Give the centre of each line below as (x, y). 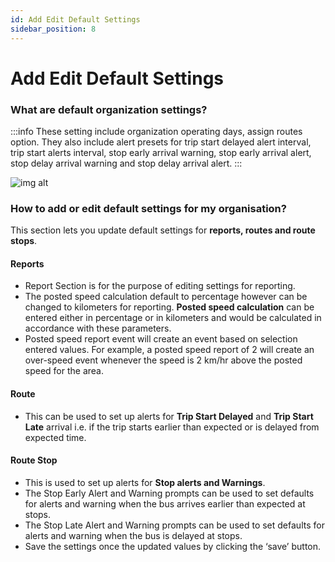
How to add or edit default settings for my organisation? (148, 208)
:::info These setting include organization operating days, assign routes (156, 131)
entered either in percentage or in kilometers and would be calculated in (173, 318)
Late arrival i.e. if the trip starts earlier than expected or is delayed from (172, 427)
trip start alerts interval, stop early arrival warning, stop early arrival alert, (161, 152)
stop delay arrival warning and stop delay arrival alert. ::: (126, 163)
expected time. (55, 437)
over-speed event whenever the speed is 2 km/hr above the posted (163, 360)
